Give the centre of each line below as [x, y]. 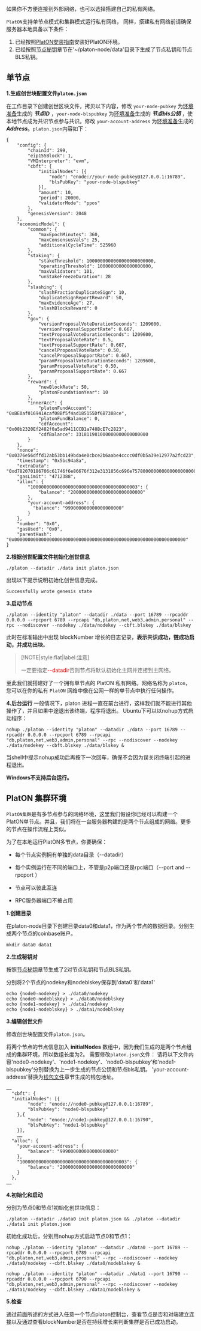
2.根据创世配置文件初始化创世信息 [48, 556]
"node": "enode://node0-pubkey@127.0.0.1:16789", [91, 1104]
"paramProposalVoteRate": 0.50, [78, 366]
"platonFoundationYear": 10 [73, 392]
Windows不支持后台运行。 [39, 778]
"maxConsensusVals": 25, [69, 240]
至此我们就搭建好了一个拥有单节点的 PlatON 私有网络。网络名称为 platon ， [98, 683]
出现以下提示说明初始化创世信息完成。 [53, 580]
